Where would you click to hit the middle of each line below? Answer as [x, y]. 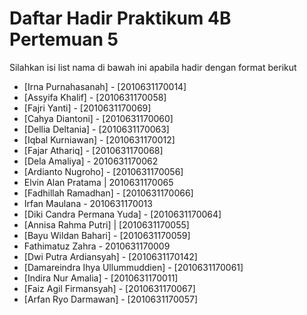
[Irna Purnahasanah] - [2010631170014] [105, 86]
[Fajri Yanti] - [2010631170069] [87, 108]
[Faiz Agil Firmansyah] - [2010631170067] [109, 288]
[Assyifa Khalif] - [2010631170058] [95, 97]
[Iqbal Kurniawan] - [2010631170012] [99, 139]
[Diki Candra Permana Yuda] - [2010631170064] [122, 214]
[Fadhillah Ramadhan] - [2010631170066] [108, 193]
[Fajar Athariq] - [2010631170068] [93, 150]
